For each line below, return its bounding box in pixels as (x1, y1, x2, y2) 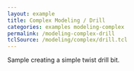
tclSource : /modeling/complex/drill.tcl (7, 37, 128, 44)
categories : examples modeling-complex (7, 23, 125, 30)
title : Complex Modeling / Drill (7, 17, 106, 24)
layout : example (7, 10, 55, 18)
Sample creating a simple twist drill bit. (7, 56, 120, 64)
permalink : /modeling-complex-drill (7, 30, 115, 37)
